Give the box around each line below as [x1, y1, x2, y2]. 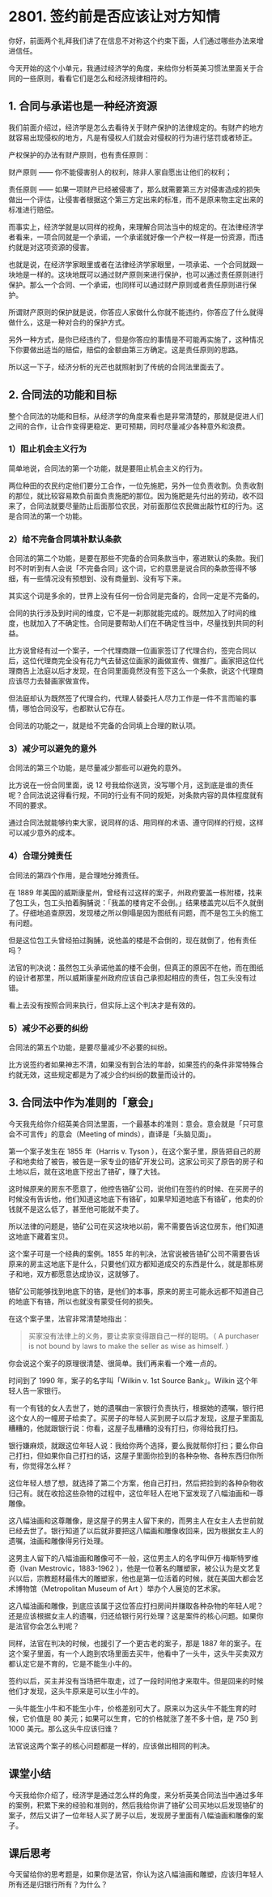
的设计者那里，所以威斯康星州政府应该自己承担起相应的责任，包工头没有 [8, 972, 249, 982]
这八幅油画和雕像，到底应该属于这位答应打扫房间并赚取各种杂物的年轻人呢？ [8, 1601, 264, 1610]
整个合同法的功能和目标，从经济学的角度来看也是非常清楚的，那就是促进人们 [8, 411, 264, 420]
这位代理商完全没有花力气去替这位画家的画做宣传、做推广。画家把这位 [22, 656, 257, 666]
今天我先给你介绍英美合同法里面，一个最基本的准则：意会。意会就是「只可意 [8, 1119, 264, 1128]
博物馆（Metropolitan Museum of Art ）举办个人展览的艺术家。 [15, 1584, 225, 1593]
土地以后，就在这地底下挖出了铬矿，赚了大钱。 [8, 1166, 164, 1176]
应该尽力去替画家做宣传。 [8, 676, 94, 686]
